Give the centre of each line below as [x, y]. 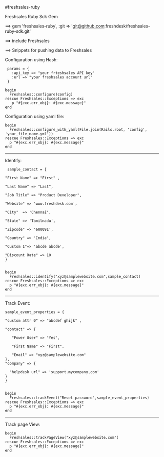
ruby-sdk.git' [18, 31]
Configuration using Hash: [31, 60]
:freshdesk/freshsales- [127, 26]
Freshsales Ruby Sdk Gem [31, 16]
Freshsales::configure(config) [41, 95]
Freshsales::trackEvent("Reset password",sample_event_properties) [80, 398]
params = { [18, 69]
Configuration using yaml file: [35, 116]
